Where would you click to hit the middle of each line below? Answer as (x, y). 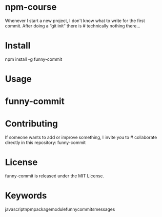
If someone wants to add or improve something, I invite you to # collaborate (81, 137)
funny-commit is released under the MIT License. (55, 176)
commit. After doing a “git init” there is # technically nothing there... (73, 25)
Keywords (26, 196)
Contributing (31, 124)
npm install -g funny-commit (34, 59)
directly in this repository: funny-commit (45, 143)
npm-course (31, 7)
